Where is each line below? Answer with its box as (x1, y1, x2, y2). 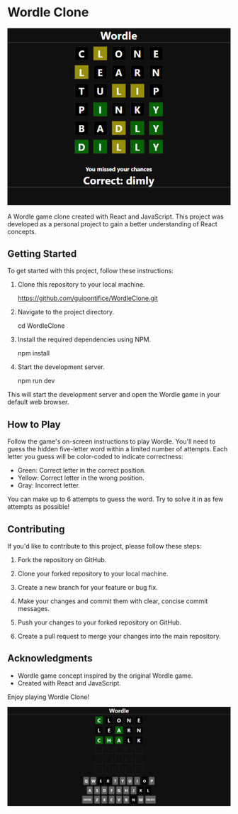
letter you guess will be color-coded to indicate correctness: (7, 452, 183, 461)
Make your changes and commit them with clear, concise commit (17, 597, 208, 605)
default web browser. (7, 398, 69, 407)
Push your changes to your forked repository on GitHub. (17, 618, 182, 627)
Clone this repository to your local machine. (17, 280, 145, 289)
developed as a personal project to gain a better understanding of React (7, 219, 217, 228)
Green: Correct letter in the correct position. (17, 466, 147, 475)
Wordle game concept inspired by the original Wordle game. (17, 671, 193, 680)
